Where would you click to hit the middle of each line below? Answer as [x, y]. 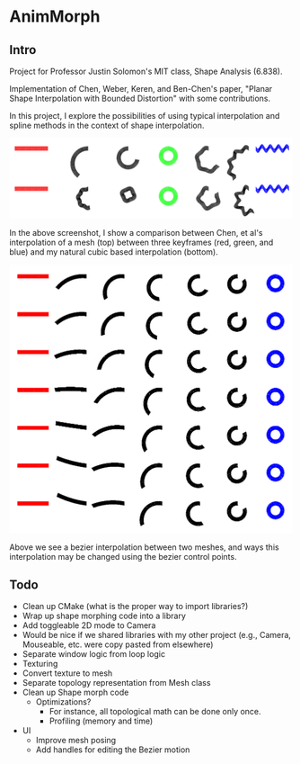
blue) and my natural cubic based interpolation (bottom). [114, 252]
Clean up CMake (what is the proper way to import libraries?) [135, 607]
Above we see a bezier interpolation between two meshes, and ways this [145, 547]
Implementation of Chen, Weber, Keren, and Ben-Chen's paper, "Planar [141, 89]
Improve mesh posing [76, 741]
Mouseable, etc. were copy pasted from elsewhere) [118, 644]
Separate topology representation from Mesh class [116, 683]
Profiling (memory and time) [101, 721]
